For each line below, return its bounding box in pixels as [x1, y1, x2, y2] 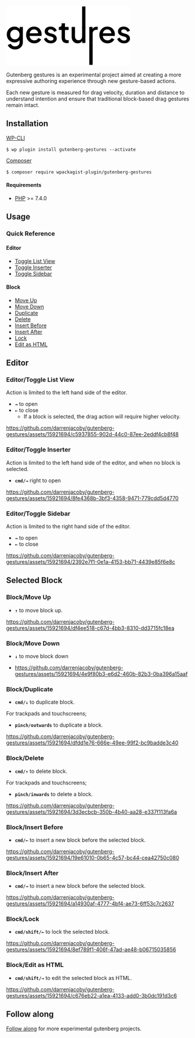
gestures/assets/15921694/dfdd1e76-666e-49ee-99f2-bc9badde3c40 [6, 739, 179, 746]
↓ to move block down [14, 653, 69, 659]
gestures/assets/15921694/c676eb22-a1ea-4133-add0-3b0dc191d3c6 [6, 992, 177, 999]
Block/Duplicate [6, 685, 53, 693]
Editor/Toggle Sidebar [6, 509, 71, 517]
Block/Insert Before [6, 823, 64, 831]
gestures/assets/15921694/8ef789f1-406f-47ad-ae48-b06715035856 [6, 946, 176, 953]
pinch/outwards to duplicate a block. [14, 721, 103, 728]
